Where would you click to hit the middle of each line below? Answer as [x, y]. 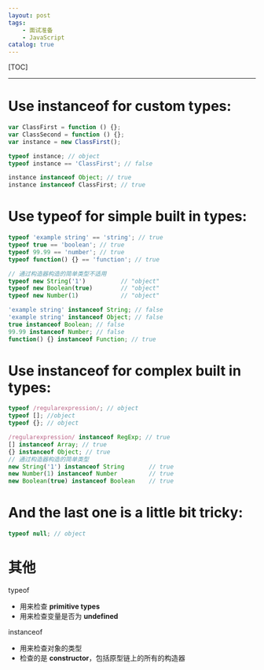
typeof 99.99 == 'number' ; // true [66, 252]
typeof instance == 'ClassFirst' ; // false [81, 163]
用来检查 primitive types [60, 606]
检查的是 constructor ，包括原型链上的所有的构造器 [103, 657]
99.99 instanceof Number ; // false [66, 331]
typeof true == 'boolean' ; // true [66, 245]
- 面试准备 [38, 30]
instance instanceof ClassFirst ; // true [77, 185]
